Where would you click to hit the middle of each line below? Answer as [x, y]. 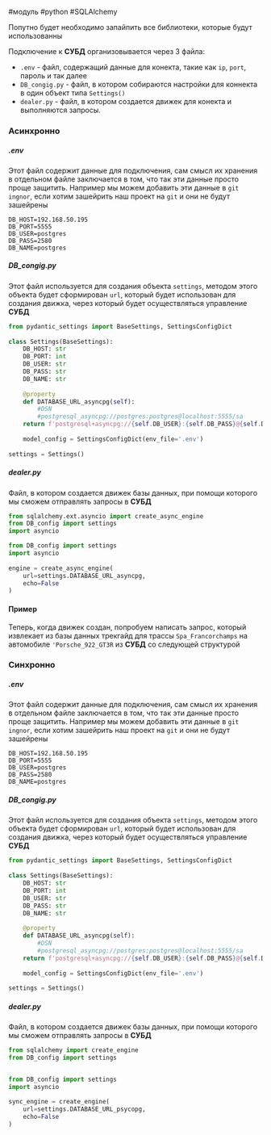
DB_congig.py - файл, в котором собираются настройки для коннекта [139, 84]
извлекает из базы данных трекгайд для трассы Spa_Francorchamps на [128, 635]
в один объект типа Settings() [73, 93]
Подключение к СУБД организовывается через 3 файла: [107, 51]
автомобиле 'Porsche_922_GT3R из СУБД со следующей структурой [124, 644]
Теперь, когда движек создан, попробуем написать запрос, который [127, 627]
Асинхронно [34, 131]
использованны [35, 36]
